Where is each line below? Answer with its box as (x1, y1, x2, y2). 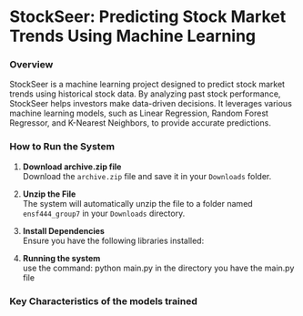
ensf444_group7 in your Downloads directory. (22, 208, 186, 219)
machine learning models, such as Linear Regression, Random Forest (9, 107, 268, 119)
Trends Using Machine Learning (9, 25, 257, 46)
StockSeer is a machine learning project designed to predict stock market (9, 79, 285, 90)
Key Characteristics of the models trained (9, 294, 197, 307)
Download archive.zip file (22, 161, 122, 172)
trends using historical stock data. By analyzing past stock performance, (9, 88, 281, 99)
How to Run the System (9, 140, 116, 153)
